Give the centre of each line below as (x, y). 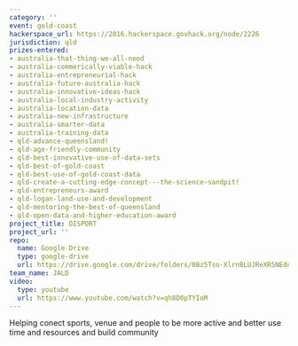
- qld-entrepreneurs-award (59, 191)
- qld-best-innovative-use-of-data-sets (85, 157)
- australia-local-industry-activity (79, 100)
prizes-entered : (39, 51)
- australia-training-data (59, 133)
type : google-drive (53, 257)
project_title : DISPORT (53, 224)
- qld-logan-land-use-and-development (81, 199)
